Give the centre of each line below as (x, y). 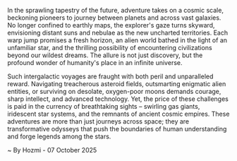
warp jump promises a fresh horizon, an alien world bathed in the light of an (117, 40)
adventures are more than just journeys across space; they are (98, 121)
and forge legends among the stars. (59, 136)
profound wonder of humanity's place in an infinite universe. (95, 62)
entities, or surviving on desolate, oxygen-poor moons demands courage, (114, 91)
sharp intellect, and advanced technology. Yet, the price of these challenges (118, 99)
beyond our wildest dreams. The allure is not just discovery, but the (105, 55)
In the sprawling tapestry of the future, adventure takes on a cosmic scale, (116, 10)
